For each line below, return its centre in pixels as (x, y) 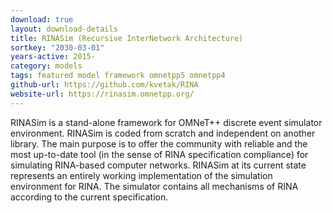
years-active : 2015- (53, 57)
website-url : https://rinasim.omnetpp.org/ (102, 94)
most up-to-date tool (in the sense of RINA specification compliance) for (159, 154)
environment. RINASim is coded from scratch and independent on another (163, 133)
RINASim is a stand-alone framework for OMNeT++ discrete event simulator (166, 122)
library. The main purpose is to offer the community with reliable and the (159, 143)
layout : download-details (64, 29)
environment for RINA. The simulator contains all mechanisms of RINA (154, 186)
